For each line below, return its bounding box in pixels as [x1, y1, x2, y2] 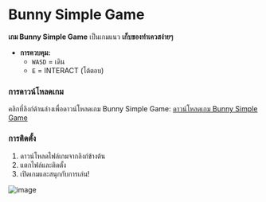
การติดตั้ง [8, 133, 37, 144]
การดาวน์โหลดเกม [8, 86, 64, 97]
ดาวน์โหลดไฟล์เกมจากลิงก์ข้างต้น [19, 151, 106, 161]
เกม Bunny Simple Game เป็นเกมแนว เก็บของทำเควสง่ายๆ [8, 32, 174, 41]
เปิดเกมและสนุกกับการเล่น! [19, 169, 90, 178]
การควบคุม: [19, 48, 51, 57]
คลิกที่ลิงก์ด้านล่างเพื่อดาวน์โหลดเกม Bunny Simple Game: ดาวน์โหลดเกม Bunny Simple [8, 104, 258, 114]
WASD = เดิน [31, 56, 65, 66]
